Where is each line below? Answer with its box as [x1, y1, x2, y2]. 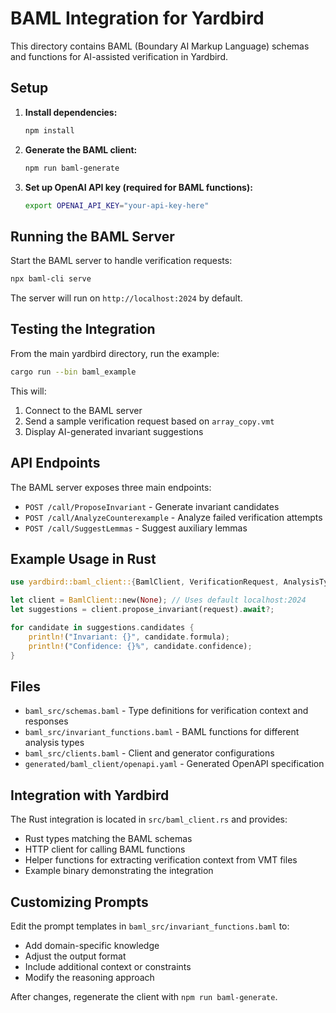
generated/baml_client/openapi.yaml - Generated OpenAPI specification [24, 758, 325, 770]
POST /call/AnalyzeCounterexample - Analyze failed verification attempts [24, 511, 323, 523]
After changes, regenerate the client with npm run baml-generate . [10, 990, 278, 1002]
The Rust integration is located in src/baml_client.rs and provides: [10, 813, 288, 826]
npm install [24, 125, 75, 136]
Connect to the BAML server [24, 404, 143, 416]
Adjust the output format [24, 950, 127, 962]
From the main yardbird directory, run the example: [10, 347, 220, 359]
